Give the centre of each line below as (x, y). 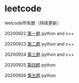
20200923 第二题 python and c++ (39, 44)
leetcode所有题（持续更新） (33, 23)
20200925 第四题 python (30, 65)
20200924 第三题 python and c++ (39, 54)
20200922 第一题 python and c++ (39, 33)
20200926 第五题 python (30, 75)
